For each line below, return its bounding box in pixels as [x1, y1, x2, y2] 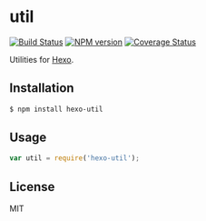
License [9, 179, 55, 195]
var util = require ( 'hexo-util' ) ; [9, 154, 141, 163]
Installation [9, 80, 74, 96]
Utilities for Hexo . [9, 54, 74, 65]
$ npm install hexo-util [9, 105, 103, 114]
